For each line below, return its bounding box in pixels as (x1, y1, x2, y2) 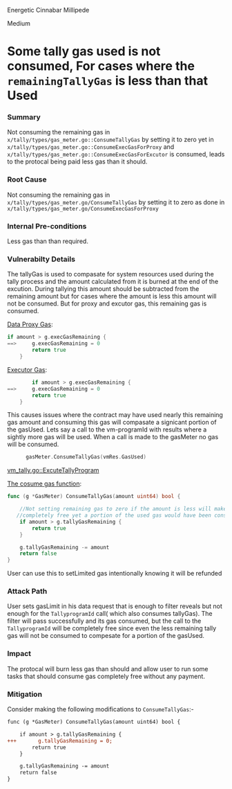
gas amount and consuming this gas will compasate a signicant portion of (7, 418, 217, 427)
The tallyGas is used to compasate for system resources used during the (7, 270, 214, 278)
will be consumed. (7, 440, 59, 449)
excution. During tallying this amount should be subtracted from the (7, 285, 200, 293)
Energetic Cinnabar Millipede (7, 6, 90, 14)
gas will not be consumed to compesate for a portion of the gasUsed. (7, 632, 205, 640)
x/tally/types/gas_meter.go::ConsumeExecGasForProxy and (7, 143, 175, 151)
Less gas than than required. (7, 237, 88, 245)
